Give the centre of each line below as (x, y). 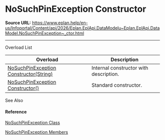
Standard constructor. (117, 85)
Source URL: (18, 23)
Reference (16, 111)
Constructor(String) (30, 74)
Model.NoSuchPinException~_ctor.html (45, 33)
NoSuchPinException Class (33, 123)
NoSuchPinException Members (37, 132)
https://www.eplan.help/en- (60, 23)
